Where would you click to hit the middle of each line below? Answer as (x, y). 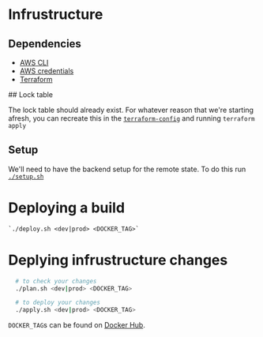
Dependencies (45, 44)
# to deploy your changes (58, 303)
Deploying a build (66, 208)
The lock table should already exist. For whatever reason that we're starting (131, 110)
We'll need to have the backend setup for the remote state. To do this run (127, 169)
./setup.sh (26, 176)
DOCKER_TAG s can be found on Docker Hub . (77, 325)
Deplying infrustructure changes (118, 260)
